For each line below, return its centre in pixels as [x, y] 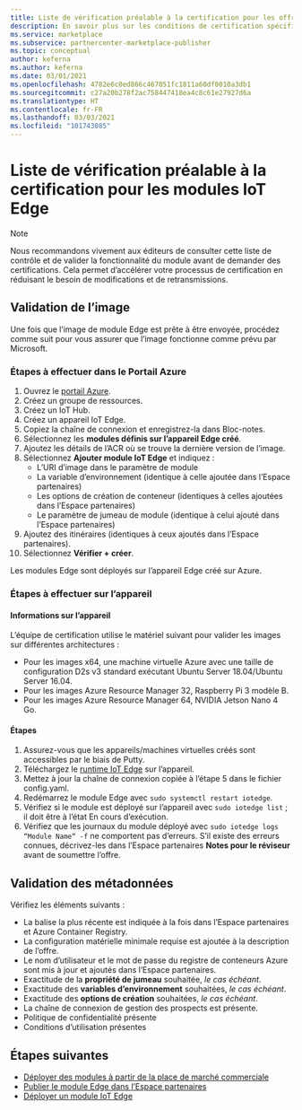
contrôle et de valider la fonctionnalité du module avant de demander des [146, 260]
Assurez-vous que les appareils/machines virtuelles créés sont [139, 750]
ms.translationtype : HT [55, 101]
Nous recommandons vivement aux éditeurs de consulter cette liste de [141, 250]
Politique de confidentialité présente [90, 1018]
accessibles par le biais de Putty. [84, 760]
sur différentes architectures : [65, 645]
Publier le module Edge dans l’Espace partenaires [115, 1086]
